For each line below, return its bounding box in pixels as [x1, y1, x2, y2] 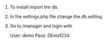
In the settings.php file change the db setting [9, 14, 102, 19]
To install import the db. [9, 4, 59, 10]
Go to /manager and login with [9, 23, 72, 29]
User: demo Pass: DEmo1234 [9, 33, 70, 38]
